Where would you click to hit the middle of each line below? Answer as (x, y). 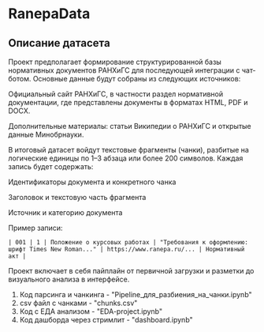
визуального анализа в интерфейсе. (69, 279)
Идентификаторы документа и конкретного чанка (92, 182)
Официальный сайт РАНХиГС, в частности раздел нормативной (115, 94)
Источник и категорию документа (65, 213)
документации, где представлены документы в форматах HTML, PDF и (128, 102)
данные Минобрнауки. (46, 134)
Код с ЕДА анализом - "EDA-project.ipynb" (91, 311)
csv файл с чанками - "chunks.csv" (78, 303)
